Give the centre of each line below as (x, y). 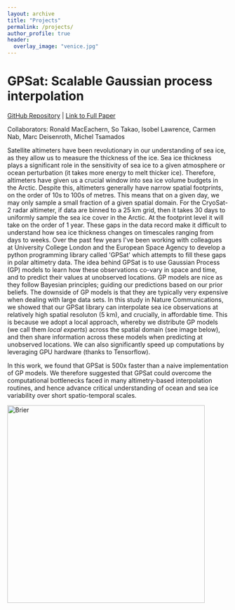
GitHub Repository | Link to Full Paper (61, 115)
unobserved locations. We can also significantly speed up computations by (116, 344)
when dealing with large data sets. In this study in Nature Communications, (115, 299)
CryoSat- (215, 202)
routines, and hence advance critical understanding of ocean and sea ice (113, 388)
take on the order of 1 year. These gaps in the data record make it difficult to (117, 225)
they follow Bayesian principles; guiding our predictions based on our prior (115, 285)
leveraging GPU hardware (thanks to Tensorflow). (79, 351)
